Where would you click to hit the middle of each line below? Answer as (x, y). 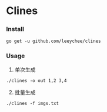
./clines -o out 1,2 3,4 (36, 80)
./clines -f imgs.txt (33, 103)
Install (15, 29)
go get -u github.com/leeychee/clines (53, 41)
